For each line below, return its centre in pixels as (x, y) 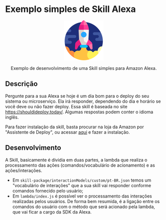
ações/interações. (24, 170)
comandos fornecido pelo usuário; (48, 191)
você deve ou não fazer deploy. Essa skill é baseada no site (66, 106)
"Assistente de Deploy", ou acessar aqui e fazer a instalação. (68, 132)
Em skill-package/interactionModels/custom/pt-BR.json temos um (82, 180)
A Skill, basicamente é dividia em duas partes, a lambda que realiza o (76, 160)
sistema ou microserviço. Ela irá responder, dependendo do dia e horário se (83, 101)
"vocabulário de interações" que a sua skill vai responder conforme (82, 185)
